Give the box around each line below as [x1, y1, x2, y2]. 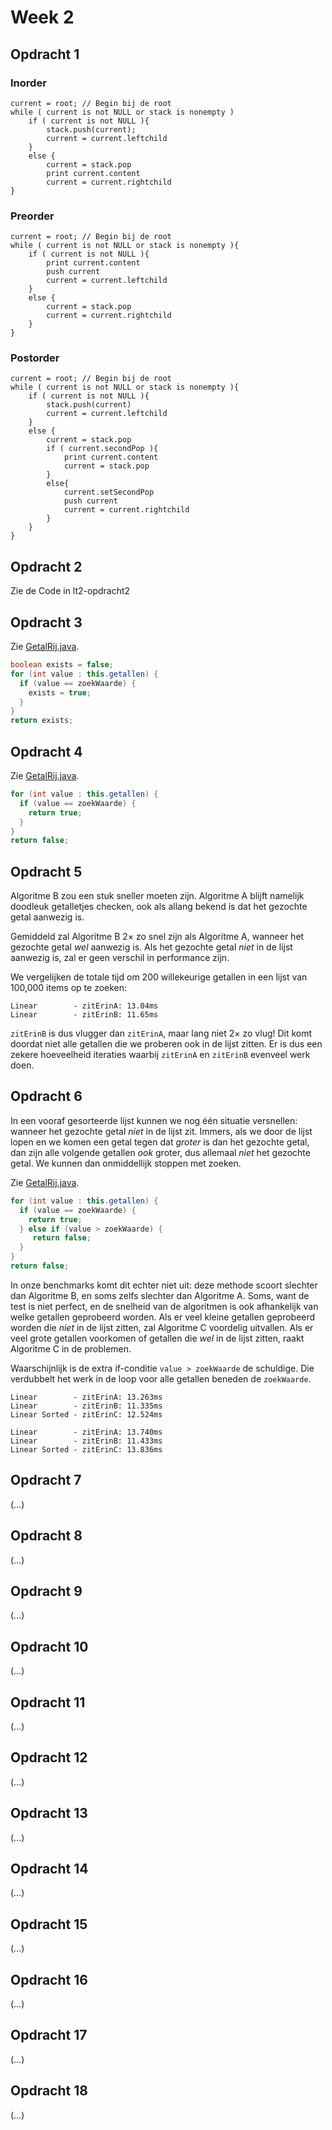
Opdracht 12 [10, 1749, 88, 1766]
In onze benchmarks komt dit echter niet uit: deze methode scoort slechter [10, 1279, 318, 1291]
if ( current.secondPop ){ [46, 444, 159, 454]
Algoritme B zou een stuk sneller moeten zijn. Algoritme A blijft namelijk [10, 890, 305, 902]
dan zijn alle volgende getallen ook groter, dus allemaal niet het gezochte [10, 1146, 311, 1158]
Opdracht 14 [10, 1860, 89, 1877]
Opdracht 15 [10, 1916, 88, 1933]
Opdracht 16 [10, 1971, 88, 1988]
